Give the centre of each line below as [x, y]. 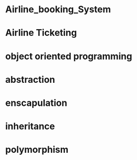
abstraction [30, 79]
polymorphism [37, 150]
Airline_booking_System [58, 9]
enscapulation [36, 103]
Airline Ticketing [41, 33]
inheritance [30, 127]
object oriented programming [69, 56]
